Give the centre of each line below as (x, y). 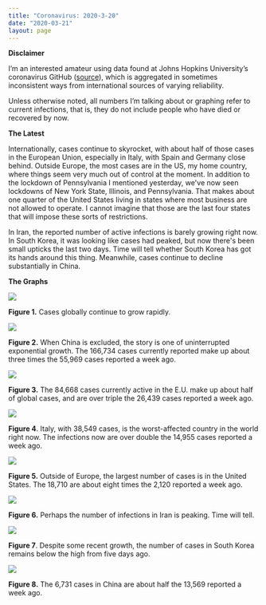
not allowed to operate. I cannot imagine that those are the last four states (129, 208)
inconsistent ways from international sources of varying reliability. (116, 85)
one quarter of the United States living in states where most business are (128, 200)
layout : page (30, 30)
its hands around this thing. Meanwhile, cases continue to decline (116, 258)
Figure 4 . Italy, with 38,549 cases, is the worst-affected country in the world (133, 429)
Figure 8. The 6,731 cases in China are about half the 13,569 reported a (125, 584)
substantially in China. (45, 266)
